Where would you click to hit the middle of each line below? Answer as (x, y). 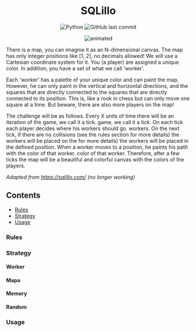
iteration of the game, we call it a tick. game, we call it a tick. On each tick (94, 122)
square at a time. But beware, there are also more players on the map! (90, 104)
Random (17, 307)
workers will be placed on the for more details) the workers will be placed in (97, 141)
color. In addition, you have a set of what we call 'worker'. (75, 68)
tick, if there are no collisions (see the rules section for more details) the (93, 134)
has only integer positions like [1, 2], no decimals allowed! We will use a (92, 56)
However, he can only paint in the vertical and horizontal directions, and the (97, 85)
